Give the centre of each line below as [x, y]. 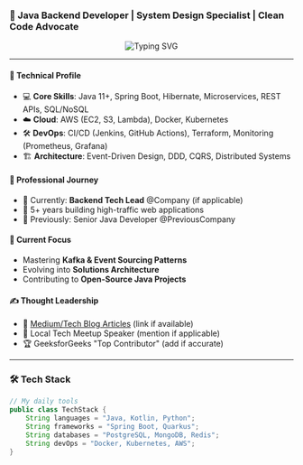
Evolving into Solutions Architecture [91, 269]
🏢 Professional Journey [54, 180]
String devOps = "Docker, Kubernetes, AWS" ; [110, 443]
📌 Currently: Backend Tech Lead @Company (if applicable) [133, 200]
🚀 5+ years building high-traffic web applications [113, 209]
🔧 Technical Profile [45, 75]
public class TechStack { [58, 410]
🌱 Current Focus [41, 240]
